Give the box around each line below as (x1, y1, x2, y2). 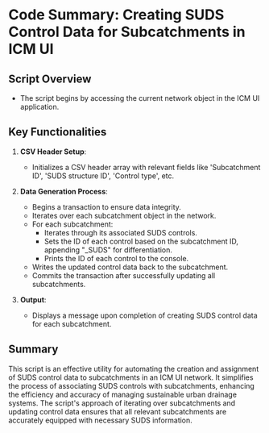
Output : (19, 294, 47, 304)
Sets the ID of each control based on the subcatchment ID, (43, 236, 239, 246)
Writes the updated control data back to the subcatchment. (31, 262, 229, 272)
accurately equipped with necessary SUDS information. (8, 415, 193, 425)
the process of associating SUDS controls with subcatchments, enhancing (8, 381, 255, 390)
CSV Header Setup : (19, 147, 87, 156)
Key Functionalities (8, 125, 107, 139)
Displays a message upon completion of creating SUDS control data (31, 310, 258, 320)
